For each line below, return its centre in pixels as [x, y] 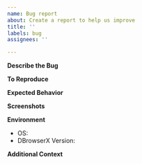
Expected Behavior [35, 93]
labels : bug [24, 33]
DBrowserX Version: [46, 141]
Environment [26, 120]
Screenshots [26, 106]
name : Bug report [32, 14]
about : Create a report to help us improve [71, 20]
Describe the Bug [33, 66]
